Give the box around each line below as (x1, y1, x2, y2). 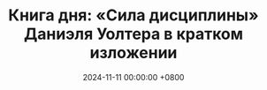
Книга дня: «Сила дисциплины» (8, 5, 259, 26)
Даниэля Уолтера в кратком (23, 24, 244, 44)
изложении (89, 43, 178, 63)
